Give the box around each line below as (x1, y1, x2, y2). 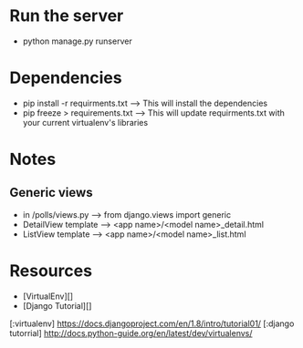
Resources (9, 261, 93, 281)
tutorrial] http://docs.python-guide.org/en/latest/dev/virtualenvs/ (9, 327, 253, 338)
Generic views (9, 185, 93, 200)
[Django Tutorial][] (22, 300, 92, 311)
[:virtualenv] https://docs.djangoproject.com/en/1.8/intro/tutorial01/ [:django (9, 318, 295, 329)
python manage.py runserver (22, 36, 132, 46)
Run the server (9, 5, 124, 26)
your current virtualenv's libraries (22, 117, 149, 128)
